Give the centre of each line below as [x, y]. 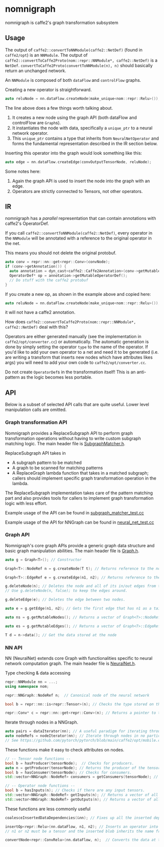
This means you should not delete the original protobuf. [61, 253]
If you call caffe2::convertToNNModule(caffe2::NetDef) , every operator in [79, 233]
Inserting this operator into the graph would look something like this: [74, 153]
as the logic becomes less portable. [57, 377]
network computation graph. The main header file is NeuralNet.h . [71, 663]
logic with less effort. [26, 503]
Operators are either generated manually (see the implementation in [73, 337]
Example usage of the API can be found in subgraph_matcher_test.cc [74, 512]
